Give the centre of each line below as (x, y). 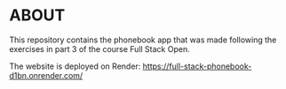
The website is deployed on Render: (75, 66)
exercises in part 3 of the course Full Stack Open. (99, 48)
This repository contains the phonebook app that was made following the (143, 40)
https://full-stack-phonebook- (197, 66)
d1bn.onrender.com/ (46, 75)
